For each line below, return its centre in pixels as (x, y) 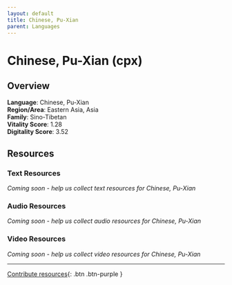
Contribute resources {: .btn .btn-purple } (65, 274)
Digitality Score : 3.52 (38, 132)
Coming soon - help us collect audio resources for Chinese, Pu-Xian (104, 221)
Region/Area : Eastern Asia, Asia (53, 110)
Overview (29, 86)
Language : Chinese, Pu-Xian (48, 102)
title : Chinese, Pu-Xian (43, 20)
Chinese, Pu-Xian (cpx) (75, 60)
